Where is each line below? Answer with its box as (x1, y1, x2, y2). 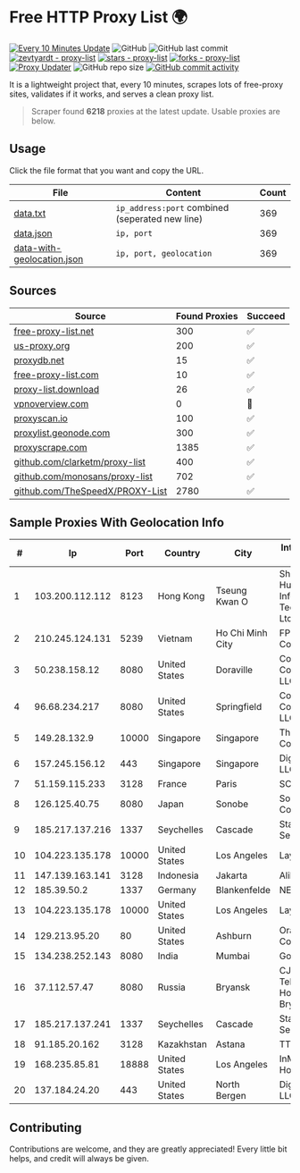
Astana (215, 1038, 246, 1051)
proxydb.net (13, 354, 65, 367)
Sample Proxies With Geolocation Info (9, 515, 225, 530)
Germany (157, 884, 196, 897)
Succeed (246, 309, 286, 322)
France (157, 778, 187, 790)
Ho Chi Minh (215, 627, 268, 639)
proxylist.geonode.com (13, 426, 111, 439)
